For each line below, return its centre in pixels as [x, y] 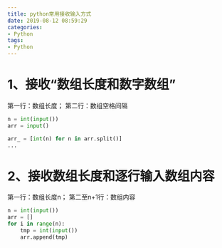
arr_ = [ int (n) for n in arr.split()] [65, 139]
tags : [15, 41]
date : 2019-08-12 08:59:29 [47, 21]
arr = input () [28, 125]
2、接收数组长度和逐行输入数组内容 [111, 176]
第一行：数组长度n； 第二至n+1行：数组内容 [72, 197]
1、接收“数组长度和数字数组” [92, 84]
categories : [25, 27]
